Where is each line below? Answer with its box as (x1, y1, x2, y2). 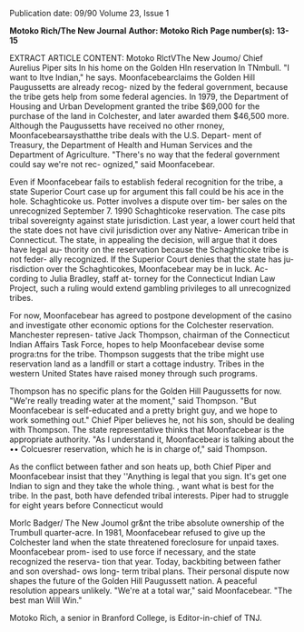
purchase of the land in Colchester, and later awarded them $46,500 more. (9, 111, 289, 121)
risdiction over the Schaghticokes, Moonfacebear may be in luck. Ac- (9, 264, 270, 274)
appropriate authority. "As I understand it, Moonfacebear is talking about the (9, 434, 295, 445)
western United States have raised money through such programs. (9, 368, 259, 378)
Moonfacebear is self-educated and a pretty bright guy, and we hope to (9, 405, 279, 416)
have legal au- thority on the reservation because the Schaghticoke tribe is (9, 245, 289, 255)
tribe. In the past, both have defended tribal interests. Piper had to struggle (9, 490, 289, 501)
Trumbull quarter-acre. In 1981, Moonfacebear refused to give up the (9, 527, 266, 537)
